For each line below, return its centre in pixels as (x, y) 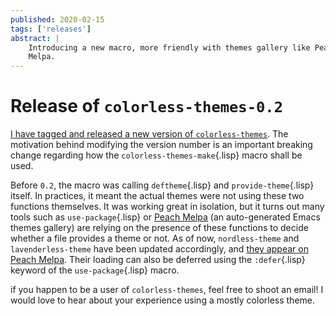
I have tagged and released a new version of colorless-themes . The (149, 134)
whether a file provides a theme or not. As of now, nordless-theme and (155, 238)
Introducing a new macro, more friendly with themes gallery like (169, 47)
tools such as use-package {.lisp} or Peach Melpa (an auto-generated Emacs (165, 217)
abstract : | (35, 38)
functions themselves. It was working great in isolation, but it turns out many (167, 207)
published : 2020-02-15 (57, 19)
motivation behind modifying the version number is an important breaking (161, 145)
